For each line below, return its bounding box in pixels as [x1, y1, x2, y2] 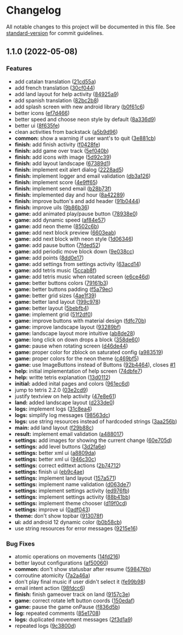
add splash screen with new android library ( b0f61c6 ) [14, 103, 145, 110]
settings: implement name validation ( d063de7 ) [14, 480, 132, 488]
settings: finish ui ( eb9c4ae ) [14, 468, 84, 475]
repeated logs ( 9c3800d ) [14, 622, 76, 629]
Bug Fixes [6, 540, 35, 548]
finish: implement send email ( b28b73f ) [14, 185, 112, 192]
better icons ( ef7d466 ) [14, 109, 70, 116]
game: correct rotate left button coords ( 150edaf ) [14, 596, 135, 604]
